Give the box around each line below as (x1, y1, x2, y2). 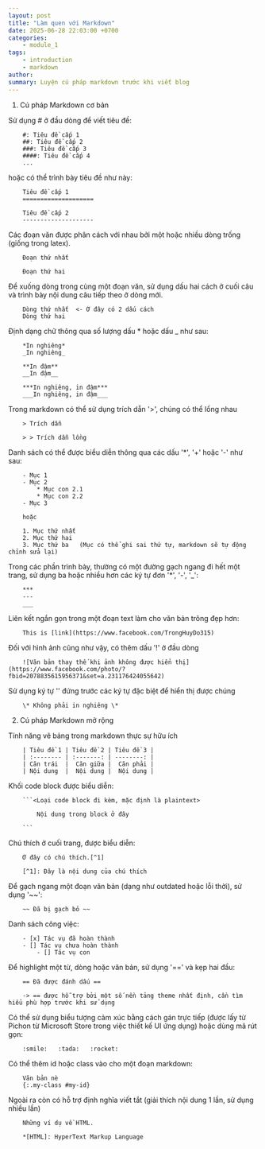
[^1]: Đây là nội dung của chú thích (22, 868, 148, 875)
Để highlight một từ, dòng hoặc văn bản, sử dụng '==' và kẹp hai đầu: (8, 962, 236, 972)
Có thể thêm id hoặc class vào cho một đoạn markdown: (8, 1058, 193, 1068)
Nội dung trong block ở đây (36, 810, 129, 818)
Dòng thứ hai (22, 312, 66, 320)
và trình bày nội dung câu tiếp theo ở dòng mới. (8, 289, 163, 299)
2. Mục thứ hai (22, 534, 73, 542)
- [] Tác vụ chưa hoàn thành (22, 941, 119, 949)
